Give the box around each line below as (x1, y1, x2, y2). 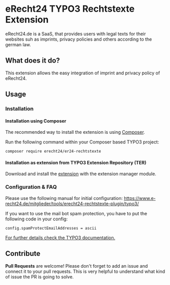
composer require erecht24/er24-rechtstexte (5, 149, 101, 154)
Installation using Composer (5, 118, 67, 124)
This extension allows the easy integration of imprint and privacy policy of (5, 70, 160, 76)
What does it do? (5, 56, 60, 65)
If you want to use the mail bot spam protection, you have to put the (5, 210, 148, 216)
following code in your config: (5, 216, 68, 222)
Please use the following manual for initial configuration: (5, 195, 123, 201)
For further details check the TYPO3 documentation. (5, 235, 116, 241)
